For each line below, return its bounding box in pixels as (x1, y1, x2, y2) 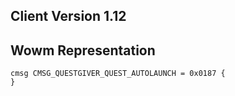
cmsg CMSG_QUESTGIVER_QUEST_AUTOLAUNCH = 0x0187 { (10, 69, 226, 79)
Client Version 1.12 (10, 8, 127, 25)
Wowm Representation (10, 42, 156, 59)
